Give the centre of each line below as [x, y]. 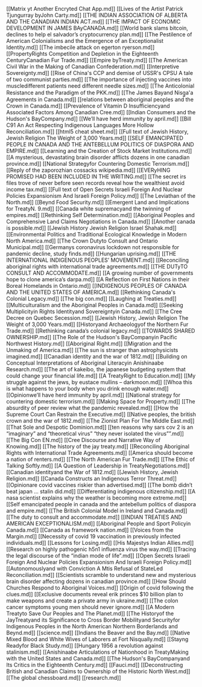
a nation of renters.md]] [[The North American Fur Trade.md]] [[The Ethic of [100, 459]
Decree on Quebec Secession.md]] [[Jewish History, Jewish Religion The [97, 318]
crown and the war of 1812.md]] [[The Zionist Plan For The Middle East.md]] [100, 421]
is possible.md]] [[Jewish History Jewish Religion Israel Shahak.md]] [91, 228]
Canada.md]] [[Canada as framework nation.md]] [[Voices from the [90, 530]
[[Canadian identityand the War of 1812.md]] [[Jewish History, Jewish [93, 472]
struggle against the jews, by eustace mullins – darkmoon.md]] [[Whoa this [99, 382]
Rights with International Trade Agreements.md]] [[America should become [99, 453]
